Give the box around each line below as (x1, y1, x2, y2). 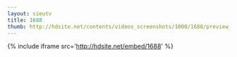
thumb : (7, 23, 27, 30)
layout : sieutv (7, 10, 52, 17)
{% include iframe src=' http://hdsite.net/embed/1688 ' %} (7, 42, 174, 51)
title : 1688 (7, 17, 42, 24)
